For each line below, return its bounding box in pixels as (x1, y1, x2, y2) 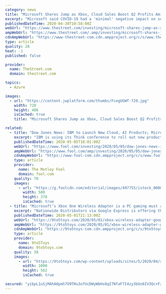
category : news (5, 7, 37, 12)
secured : (5, 282, 23, 287)
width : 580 (23, 190, 45, 195)
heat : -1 (5, 48, 23, 53)
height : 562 (23, 268, 48, 273)
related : (5, 126, 23, 131)
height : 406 (14, 107, 39, 113)
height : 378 (23, 195, 48, 200)
